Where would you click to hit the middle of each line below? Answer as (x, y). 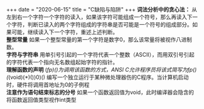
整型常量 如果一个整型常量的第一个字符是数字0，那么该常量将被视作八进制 (99, 39)
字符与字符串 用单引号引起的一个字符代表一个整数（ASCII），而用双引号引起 (100, 54)
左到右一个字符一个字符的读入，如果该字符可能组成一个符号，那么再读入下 (99, 17)
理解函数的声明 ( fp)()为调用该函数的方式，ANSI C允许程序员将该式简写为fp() (102, 70)
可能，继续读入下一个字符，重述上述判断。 (65, 32)
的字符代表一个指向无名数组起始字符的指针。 (62, 62)
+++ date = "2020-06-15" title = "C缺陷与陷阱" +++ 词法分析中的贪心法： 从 (102, 9)
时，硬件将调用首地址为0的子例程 (48, 85)
